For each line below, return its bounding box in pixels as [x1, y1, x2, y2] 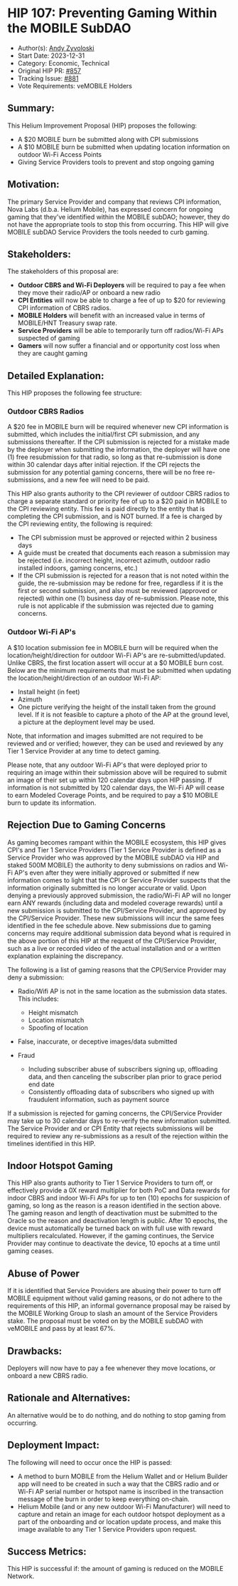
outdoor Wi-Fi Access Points [17, 150, 102, 158]
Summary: [7, 102, 55, 115]
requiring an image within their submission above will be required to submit [7, 768, 227, 776]
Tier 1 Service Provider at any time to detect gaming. [7, 746, 161, 755]
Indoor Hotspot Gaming [7, 1160, 114, 1172]
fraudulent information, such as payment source [28, 1095, 170, 1103]
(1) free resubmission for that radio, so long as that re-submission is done [7, 453, 222, 461]
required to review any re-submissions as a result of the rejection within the [7, 1131, 229, 1140]
